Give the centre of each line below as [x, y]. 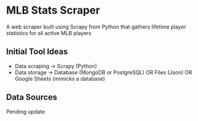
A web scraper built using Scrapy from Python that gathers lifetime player [96, 27]
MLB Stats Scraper [53, 10]
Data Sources [32, 98]
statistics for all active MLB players [49, 33]
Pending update [26, 112]
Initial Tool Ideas [37, 52]
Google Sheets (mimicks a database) [60, 78]
